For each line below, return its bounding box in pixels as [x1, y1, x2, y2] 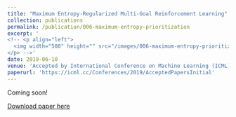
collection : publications [7, 17, 83, 24]
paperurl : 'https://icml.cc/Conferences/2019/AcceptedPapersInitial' [7, 69, 216, 76]
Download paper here [7, 102, 70, 110]
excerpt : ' [7, 29, 39, 37]
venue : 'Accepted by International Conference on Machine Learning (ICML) [7, 62, 231, 69]
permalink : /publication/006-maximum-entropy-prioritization [7, 23, 190, 30]
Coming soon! [7, 88, 48, 97]
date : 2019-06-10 [7, 56, 58, 63]
